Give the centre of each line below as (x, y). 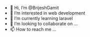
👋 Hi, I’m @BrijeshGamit (34, 8)
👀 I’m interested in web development (47, 13)
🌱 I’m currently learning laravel (41, 18)
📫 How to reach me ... (33, 29)
